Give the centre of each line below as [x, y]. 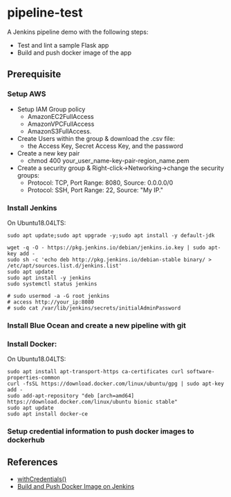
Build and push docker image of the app [74, 53]
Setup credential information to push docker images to [101, 431]
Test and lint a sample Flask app [63, 45]
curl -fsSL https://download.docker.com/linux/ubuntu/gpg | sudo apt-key [116, 384]
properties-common [34, 378]
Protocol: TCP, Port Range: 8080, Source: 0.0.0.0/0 [100, 182]
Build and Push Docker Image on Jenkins [76, 486]
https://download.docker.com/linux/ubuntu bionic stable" [92, 402]
